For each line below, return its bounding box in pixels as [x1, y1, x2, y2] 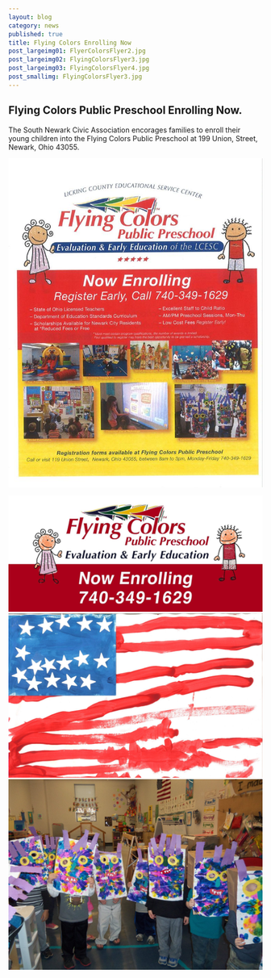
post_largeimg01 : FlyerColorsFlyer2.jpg [8, 47, 147, 56]
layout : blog [8, 13, 52, 21]
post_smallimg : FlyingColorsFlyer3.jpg [8, 73, 143, 81]
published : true [8, 30, 63, 38]
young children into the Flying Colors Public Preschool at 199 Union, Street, [8, 133, 258, 143]
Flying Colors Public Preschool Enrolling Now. [8, 103, 243, 117]
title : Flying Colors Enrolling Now [8, 39, 131, 47]
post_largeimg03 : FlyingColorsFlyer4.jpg [8, 65, 150, 73]
